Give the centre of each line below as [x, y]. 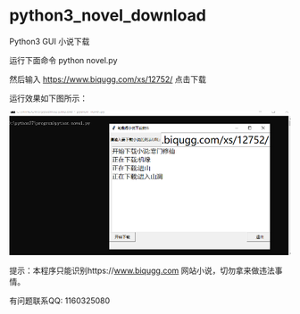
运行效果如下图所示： [48, 98]
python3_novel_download [108, 16]
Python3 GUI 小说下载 [50, 41]
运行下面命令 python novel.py [63, 60]
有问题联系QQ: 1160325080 [60, 301]
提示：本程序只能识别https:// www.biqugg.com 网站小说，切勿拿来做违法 [142, 270]
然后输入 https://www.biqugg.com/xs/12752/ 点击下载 [108, 79]
